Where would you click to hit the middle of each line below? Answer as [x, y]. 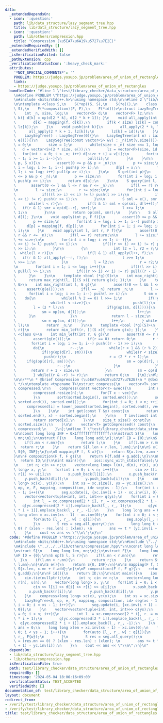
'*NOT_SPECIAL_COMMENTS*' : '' [44, 73]
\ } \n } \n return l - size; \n [82, 316]
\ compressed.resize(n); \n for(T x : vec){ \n [76, 393]
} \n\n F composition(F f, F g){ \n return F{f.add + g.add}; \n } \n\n [86, 456]
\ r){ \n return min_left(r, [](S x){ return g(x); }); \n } [86, 330]
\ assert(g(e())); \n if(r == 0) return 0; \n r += [88, 339]
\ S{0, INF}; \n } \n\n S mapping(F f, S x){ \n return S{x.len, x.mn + [87, 452]
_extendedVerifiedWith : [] [37, 50]
